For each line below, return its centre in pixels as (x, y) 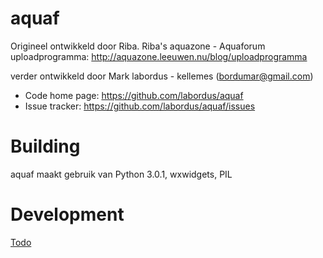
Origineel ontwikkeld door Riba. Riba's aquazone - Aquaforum (138, 46)
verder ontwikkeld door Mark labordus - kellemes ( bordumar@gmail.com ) (162, 76)
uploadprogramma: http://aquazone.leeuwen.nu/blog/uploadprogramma (159, 56)
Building (45, 146)
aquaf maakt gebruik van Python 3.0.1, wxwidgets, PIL (121, 174)
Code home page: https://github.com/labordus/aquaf (134, 95)
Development (67, 214)
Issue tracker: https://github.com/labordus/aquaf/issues (140, 106)
